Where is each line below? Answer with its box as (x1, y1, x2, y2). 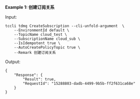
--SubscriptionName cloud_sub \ (14, 36, 80, 41)
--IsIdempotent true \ (14, 41, 61, 46)
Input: (5, 14, 17, 20)
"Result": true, (23, 77, 56, 82)
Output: (5, 59, 21, 65)
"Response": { (14, 73, 43, 77)
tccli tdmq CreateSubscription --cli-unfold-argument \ (5, 24, 125, 28)
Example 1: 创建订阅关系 (5, 4, 55, 10)
